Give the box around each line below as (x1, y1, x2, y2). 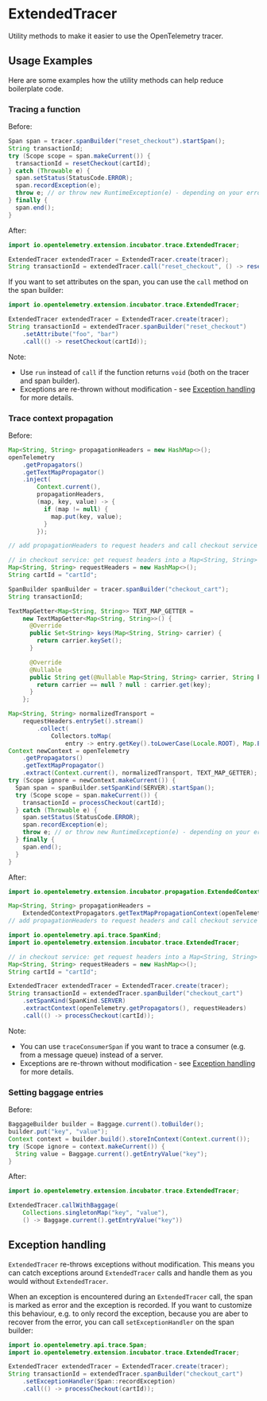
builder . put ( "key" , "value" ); (8, 1128, 109, 1136)
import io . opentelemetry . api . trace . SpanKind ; (8, 931, 161, 939)
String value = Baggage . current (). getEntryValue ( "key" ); (15, 1149, 208, 1158)
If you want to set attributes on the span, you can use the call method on (8, 277, 249, 287)
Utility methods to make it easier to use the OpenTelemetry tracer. (8, 31, 224, 41)
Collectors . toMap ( (50, 732, 112, 740)
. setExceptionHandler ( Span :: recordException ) (22, 1378, 176, 1386)
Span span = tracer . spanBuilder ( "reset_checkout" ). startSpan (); (8, 137, 226, 146)
